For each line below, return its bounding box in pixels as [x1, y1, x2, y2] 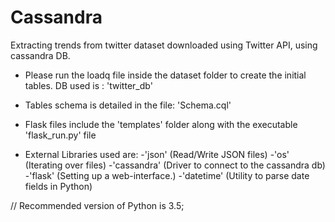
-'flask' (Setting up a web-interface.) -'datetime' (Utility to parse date [24, 169, 310, 181]
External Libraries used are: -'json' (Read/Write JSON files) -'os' [24, 148, 290, 160]
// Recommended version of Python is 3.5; [10, 199, 185, 211]
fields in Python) [24, 180, 93, 192]
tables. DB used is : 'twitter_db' [24, 79, 153, 91]
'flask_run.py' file [24, 129, 97, 141]
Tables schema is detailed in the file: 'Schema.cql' [24, 99, 232, 111]
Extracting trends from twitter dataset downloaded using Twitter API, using [10, 39, 318, 51]
